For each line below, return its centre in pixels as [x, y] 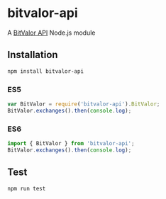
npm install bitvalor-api [45, 71]
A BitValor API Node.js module [51, 33]
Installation [33, 55]
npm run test [27, 188]
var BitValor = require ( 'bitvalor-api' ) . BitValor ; [84, 104]
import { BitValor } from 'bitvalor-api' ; [71, 143]
